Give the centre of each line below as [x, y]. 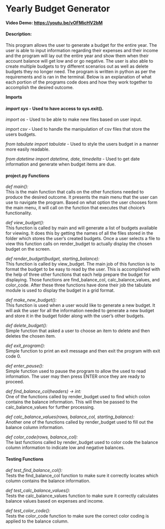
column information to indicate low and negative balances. [65, 447]
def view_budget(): [25, 223]
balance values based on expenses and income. [55, 501]
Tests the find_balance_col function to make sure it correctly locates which [82, 475]
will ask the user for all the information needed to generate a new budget [80, 311]
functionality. [19, 213]
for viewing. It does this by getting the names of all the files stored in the [79, 233]
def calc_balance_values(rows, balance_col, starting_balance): [70, 417]
